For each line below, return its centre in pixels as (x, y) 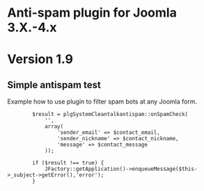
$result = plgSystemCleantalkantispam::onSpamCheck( (110, 115)
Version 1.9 (40, 59)
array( (54, 126)
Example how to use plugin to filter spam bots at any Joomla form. (102, 101)
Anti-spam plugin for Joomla (92, 13)
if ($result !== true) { (68, 163)
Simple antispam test (54, 85)
